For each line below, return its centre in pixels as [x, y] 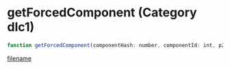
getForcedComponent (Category [102, 13]
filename [20, 58]
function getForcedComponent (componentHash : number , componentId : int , [111, 45]
